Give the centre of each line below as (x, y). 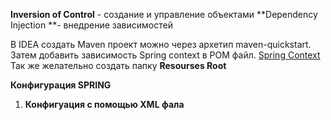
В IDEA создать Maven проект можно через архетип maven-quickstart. (161, 44)
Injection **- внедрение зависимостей (91, 25)
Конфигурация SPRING (61, 85)
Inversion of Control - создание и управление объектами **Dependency (164, 14)
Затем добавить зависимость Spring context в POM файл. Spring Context (165, 55)
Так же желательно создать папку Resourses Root (118, 65)
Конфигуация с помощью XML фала (104, 104)
